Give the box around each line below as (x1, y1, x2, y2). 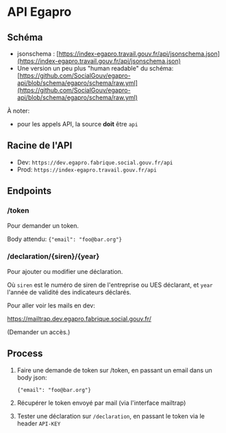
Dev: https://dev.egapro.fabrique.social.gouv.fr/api (16, 158, 173, 166)
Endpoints (7, 185, 52, 197)
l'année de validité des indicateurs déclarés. (7, 288, 131, 296)
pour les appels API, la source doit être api (16, 120, 138, 128)
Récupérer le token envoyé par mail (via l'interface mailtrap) (16, 399, 186, 407)
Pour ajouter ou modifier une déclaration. (7, 267, 123, 275)
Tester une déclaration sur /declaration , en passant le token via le (16, 412, 205, 420)
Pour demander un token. (7, 221, 79, 230)
